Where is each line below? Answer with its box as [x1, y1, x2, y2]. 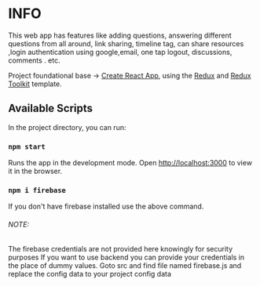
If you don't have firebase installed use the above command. [8, 201, 204, 212]
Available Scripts [8, 102, 93, 115]
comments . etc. [8, 56, 60, 65]
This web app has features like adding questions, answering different [8, 31, 232, 40]
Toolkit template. [8, 79, 63, 89]
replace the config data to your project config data [8, 269, 171, 278]
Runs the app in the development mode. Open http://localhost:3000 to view [8, 158, 253, 168]
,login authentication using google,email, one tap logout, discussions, [8, 47, 233, 56]
